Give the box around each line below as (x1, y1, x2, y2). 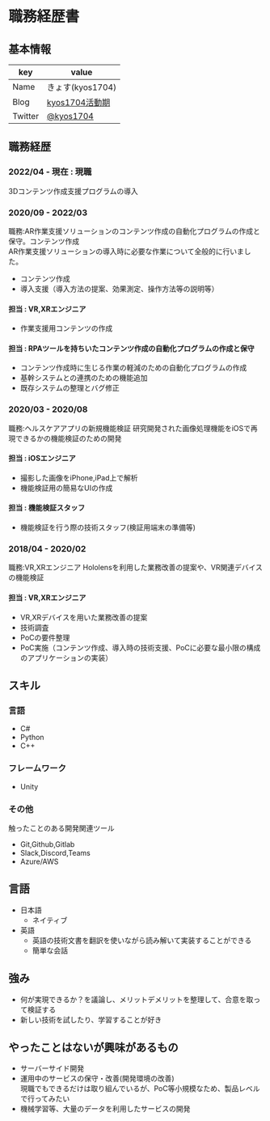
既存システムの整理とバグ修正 (19, 383, 120, 393)
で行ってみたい (19, 1094, 70, 1104)
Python (19, 733, 44, 742)
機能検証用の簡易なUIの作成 (19, 483, 113, 493)
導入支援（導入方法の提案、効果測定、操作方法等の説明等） (19, 284, 219, 294)
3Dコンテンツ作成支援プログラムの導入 (8, 186, 139, 196)
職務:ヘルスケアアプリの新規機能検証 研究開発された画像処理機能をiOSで (8, 423, 251, 433)
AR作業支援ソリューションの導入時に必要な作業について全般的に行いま (8, 246, 244, 256)
